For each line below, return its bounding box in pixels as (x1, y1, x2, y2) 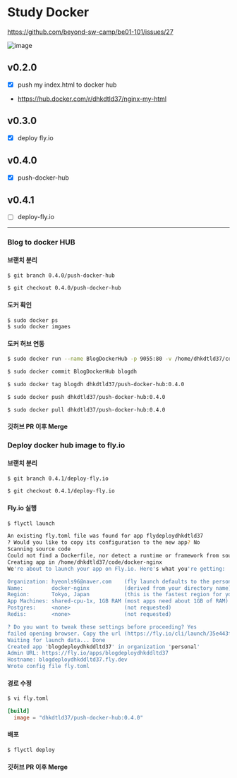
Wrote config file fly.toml (7, 663, 90, 670)
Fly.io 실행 (7, 503, 37, 512)
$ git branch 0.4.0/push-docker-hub (7, 272, 115, 279)
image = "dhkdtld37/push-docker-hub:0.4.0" (13, 714, 143, 721)
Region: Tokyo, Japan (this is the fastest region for (7, 591, 222, 598)
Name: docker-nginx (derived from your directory (7, 584, 213, 592)
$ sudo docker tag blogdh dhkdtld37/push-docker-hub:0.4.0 (7, 381, 185, 388)
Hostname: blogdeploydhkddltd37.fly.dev (7, 656, 128, 663)
